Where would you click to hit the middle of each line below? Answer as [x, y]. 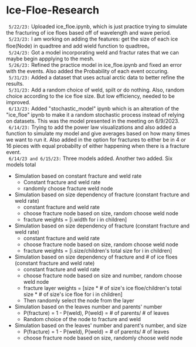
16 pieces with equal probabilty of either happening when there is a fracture [98, 146]
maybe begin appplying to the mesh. [50, 59]
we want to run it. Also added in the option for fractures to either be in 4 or [96, 140]
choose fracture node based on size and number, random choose [103, 275]
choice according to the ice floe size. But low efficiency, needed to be [90, 96]
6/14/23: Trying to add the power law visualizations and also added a [92, 127]
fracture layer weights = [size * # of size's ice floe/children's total [102, 288]
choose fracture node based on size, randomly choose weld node [103, 338]
